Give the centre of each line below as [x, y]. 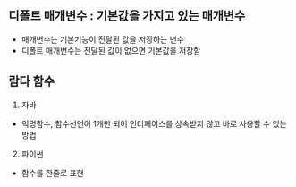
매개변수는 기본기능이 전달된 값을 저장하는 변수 [102, 39]
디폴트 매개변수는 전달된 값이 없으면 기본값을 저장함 [111, 50]
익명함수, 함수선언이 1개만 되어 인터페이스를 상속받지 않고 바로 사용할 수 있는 [154, 123]
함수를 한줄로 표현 [52, 173]
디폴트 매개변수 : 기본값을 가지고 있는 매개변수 [127, 16]
